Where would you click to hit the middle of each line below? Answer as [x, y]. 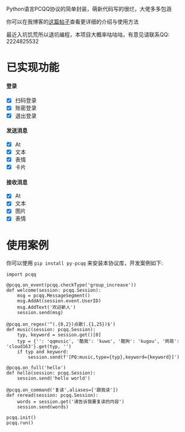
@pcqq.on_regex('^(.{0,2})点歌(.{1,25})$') [61, 324]
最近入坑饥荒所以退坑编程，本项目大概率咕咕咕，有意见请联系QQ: [88, 34]
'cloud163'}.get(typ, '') [39, 347]
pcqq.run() [20, 423]
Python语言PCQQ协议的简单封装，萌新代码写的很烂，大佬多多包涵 [89, 9]
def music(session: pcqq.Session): [51, 330]
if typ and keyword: [43, 352]
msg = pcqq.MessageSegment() [54, 296]
